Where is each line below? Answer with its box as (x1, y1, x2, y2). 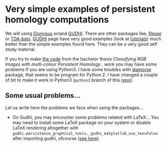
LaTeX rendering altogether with (12, 125, 79, 131)
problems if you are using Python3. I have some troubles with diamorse (5, 66, 152, 73)
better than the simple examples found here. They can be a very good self (5, 41, 158, 47)
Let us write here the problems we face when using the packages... (5, 104, 144, 110)
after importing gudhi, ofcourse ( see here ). (12, 135, 101, 141)
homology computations (5, 14, 109, 25)
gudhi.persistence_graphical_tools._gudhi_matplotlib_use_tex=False (12, 131, 158, 136)
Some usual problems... (5, 91, 81, 100)
